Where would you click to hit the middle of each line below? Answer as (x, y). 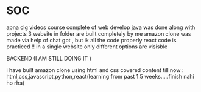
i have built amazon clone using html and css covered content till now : (95, 70)
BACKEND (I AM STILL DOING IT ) (49, 58)
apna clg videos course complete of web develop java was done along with (101, 27)
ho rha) (16, 83)
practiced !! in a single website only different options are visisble (87, 47)
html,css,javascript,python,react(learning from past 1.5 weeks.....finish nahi (100, 76)
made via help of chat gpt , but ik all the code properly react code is (91, 40)
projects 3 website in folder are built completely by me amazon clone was (99, 33)
